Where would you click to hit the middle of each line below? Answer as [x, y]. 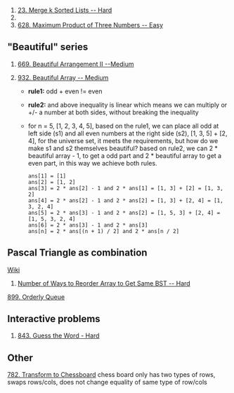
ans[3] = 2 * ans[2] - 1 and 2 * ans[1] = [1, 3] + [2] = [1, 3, [125, 188]
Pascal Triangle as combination [77, 253]
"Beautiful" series [48, 47]
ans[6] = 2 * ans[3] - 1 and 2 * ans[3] [88, 225]
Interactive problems [54, 319]
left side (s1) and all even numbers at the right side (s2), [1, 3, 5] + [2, [128, 133]
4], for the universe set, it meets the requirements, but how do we [123, 140]
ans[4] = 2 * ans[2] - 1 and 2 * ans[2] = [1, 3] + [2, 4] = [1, [125, 200]
